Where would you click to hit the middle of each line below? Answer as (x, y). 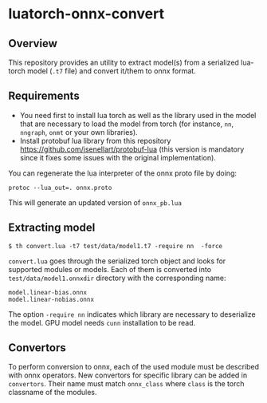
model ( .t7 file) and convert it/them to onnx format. (112, 71)
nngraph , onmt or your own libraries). (79, 132)
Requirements (44, 96)
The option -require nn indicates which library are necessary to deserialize (132, 314)
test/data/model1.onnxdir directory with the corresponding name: (117, 278)
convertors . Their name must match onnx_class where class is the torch (126, 384)
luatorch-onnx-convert (86, 14)
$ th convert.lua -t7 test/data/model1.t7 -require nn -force (116, 246)
